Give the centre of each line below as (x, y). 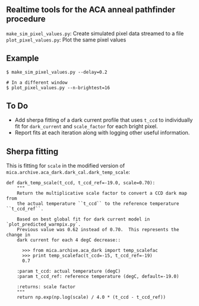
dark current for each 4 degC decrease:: (69, 240)
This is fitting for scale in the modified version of (66, 166)
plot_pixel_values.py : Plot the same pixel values (66, 40)
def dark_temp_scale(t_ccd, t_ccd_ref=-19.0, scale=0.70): (81, 183)
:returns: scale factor (46, 287)
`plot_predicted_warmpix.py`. (44, 225)
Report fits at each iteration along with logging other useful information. (102, 133)
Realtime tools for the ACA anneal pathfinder (91, 10)
